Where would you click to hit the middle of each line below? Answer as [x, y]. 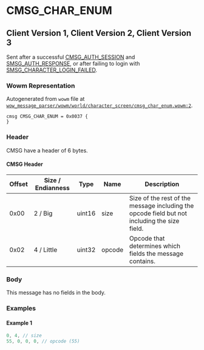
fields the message [157, 253]
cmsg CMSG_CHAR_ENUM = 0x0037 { [47, 117]
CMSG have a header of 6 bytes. [47, 150]
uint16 [86, 213]
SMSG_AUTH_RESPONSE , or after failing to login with [73, 63]
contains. [143, 261]
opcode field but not [158, 213]
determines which [155, 245]
